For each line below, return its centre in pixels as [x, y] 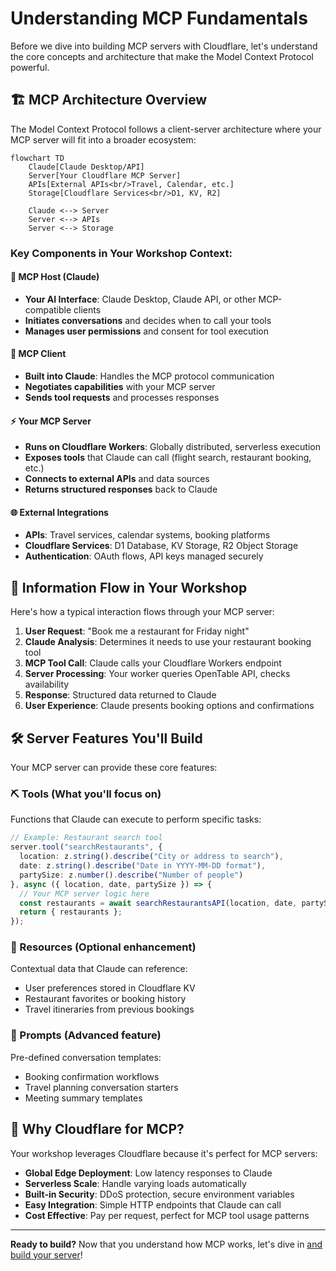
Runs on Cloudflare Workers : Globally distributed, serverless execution [172, 447]
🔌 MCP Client [38, 354]
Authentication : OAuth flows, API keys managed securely [144, 556]
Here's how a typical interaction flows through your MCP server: [142, 612]
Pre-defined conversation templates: [86, 1057]
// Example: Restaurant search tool [86, 838]
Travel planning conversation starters [101, 1087]
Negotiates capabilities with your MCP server [120, 387]
